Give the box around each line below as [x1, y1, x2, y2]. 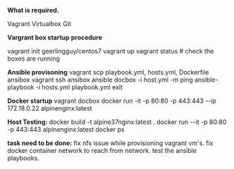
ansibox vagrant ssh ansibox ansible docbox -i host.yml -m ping [7, 75, 193, 84]
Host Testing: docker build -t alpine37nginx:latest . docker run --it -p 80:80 [7, 118, 227, 126]
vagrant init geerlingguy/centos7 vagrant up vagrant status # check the [7, 47, 214, 55]
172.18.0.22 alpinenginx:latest [7, 104, 92, 112]
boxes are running [7, 54, 60, 63]
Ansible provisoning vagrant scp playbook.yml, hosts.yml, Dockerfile [7, 68, 209, 76]
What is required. [7, 6, 59, 14]
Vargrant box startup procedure [7, 33, 103, 42]
